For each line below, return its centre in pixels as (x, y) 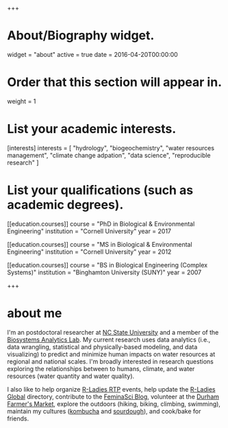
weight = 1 (22, 101)
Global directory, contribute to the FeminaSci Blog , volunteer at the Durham (113, 396)
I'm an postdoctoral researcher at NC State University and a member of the (113, 332)
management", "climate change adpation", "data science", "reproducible (109, 155)
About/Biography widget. (81, 36)
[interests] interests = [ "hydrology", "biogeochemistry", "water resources (111, 147)
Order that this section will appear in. (115, 82)
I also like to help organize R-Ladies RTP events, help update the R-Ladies (111, 389)
